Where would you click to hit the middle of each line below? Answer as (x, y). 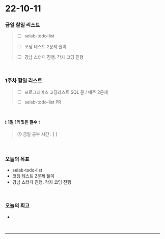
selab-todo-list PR (43, 102)
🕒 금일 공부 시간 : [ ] (37, 134)
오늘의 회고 (17, 206)
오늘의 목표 (17, 159)
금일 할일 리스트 (23, 25)
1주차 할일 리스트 (24, 80)
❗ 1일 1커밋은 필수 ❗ (23, 122)
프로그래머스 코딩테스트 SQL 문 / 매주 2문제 (66, 92)
